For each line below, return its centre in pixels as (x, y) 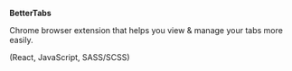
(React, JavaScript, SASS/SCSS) (70, 57)
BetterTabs (30, 13)
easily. (21, 40)
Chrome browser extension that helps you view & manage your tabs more (146, 30)
